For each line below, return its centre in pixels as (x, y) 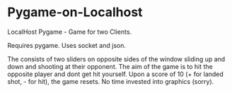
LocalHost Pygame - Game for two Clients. (70, 32)
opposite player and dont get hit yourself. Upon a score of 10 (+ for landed (116, 74)
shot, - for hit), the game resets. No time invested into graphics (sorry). (111, 81)
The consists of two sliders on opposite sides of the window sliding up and (116, 59)
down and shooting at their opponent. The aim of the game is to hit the (110, 66)
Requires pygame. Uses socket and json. (66, 45)
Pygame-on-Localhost (75, 12)
